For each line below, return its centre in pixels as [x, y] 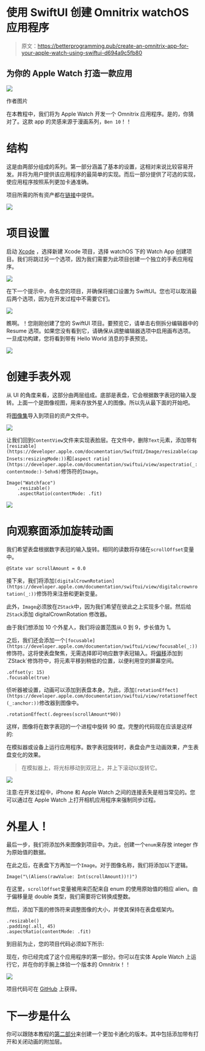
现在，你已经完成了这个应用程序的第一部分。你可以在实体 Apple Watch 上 [99, 957]
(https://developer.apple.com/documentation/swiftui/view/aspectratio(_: [102, 464]
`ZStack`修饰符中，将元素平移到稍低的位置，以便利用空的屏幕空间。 [92, 661]
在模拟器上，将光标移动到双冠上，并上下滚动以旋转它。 [91, 767]
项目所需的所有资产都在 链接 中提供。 [52, 195]
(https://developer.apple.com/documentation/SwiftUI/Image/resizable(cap [102, 452]
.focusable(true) [28, 678]
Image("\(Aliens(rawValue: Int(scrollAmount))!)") [72, 877]
